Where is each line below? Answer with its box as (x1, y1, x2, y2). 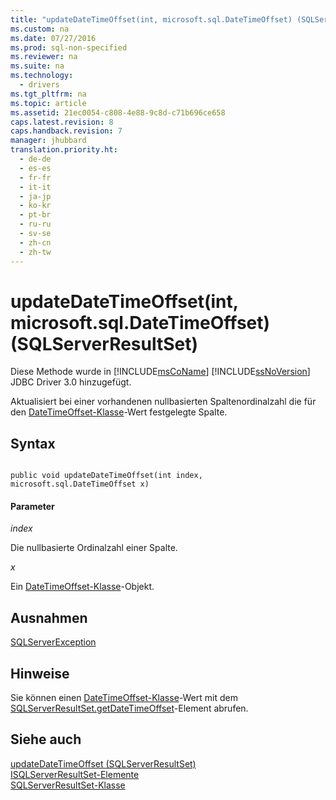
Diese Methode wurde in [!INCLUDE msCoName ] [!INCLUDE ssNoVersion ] (10, 366, 311, 378)
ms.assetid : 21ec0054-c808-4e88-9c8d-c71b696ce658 (10, 107, 226, 118)
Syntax (10, 435, 56, 452)
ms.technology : (10, 71, 74, 81)
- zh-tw (19, 247, 52, 257)
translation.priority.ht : (10, 145, 118, 155)
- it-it (19, 182, 52, 192)
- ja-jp (19, 191, 52, 201)
